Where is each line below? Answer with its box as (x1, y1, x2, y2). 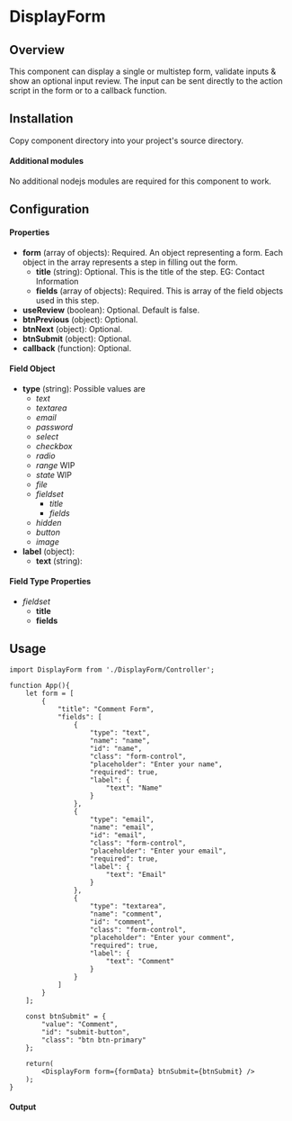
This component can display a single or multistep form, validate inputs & (9, 66, 277, 77)
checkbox (35, 440, 73, 451)
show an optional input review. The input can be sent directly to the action (9, 76, 283, 86)
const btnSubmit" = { (25, 1011, 106, 1021)
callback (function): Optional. (22, 342, 132, 353)
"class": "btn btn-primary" (41, 1035, 146, 1044)
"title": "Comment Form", (57, 704, 155, 713)
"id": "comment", (89, 917, 155, 927)
